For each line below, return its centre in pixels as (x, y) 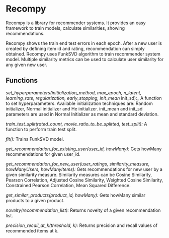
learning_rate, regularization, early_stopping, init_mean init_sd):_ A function (84, 98)
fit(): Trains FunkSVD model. (35, 139)
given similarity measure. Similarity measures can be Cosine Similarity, (79, 174)
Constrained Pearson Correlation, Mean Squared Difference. (68, 185)
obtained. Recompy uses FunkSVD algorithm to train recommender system (83, 54)
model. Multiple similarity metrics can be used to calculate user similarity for (85, 59)
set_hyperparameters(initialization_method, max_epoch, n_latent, (74, 93)
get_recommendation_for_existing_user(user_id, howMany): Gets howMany (84, 149)
